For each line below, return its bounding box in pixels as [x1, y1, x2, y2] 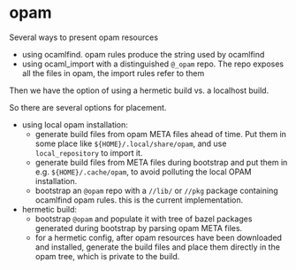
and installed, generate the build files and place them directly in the [34, 242, 281, 252]
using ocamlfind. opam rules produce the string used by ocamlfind [21, 49, 265, 59]
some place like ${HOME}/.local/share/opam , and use [34, 138, 227, 149]
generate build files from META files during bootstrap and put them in [34, 157, 288, 167]
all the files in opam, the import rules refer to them [21, 67, 205, 78]
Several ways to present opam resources [9, 32, 159, 42]
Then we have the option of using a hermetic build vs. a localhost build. [9, 85, 269, 96]
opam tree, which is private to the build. [34, 251, 180, 261]
